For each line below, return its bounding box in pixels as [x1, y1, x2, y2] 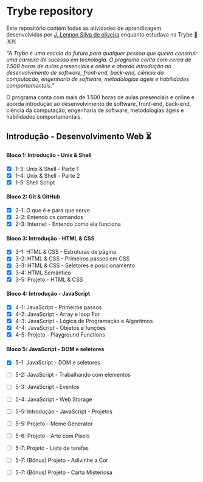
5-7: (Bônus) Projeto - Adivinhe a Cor [15, 456, 108, 464]
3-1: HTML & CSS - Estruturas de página [15, 248, 117, 256]
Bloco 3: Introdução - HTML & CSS [6, 234, 95, 242]
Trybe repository [6, 4, 94, 18]
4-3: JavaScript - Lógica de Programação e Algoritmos [15, 317, 153, 324]
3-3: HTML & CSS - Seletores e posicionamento [15, 262, 136, 269]
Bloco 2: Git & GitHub [6, 193, 61, 200]
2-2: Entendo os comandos [15, 213, 84, 220]
